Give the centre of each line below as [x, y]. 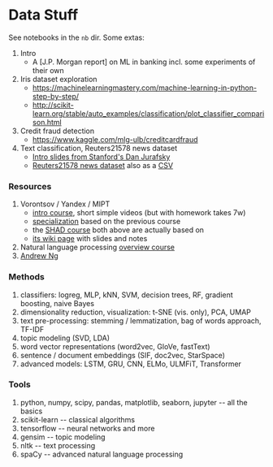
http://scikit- [53, 105]
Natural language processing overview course [97, 247]
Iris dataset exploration [58, 79]
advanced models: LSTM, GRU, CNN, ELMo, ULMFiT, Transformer [131, 364]
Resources [30, 186]
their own [48, 70]
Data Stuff [43, 15]
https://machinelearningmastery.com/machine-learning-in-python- [145, 88]
